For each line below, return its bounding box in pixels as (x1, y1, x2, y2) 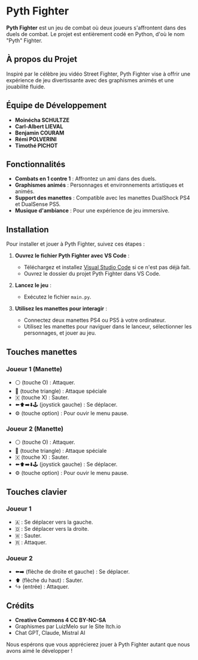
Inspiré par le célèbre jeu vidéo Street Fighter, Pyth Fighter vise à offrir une (6, 70, 190, 77)
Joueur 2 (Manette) (6, 425, 64, 433)
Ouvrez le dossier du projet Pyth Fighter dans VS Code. (23, 270, 161, 277)
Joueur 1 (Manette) (6, 365, 63, 373)
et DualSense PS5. (14, 201, 61, 208)
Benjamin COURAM (14, 129, 65, 136)
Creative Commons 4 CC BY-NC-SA (14, 616, 106, 623)
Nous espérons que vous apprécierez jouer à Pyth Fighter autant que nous (6, 641, 190, 648)
